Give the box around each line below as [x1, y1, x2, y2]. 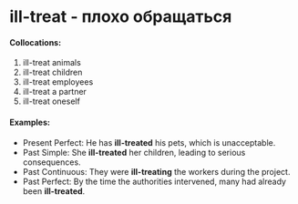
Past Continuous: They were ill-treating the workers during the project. [22, 166, 291, 177]
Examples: [9, 117, 50, 127]
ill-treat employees [22, 76, 94, 87]
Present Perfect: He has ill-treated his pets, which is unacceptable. [22, 137, 276, 148]
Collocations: [9, 36, 62, 47]
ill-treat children [22, 66, 83, 78]
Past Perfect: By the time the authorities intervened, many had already [22, 176, 287, 187]
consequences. [22, 157, 81, 168]
